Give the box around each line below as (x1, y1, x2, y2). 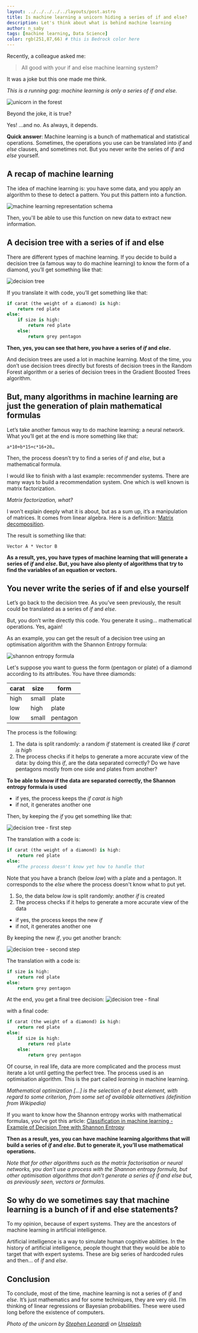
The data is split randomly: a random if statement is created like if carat (15, 740, 190, 747)
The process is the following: (7, 729, 78, 736)
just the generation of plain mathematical (7, 401, 162, 411)
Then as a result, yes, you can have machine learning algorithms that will (7, 1135, 190, 1142)
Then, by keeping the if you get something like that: (7, 813, 133, 820)
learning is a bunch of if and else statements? (7, 1204, 178, 1214)
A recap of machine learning (7, 169, 114, 179)
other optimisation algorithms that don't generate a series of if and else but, (7, 1172, 193, 1179)
